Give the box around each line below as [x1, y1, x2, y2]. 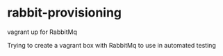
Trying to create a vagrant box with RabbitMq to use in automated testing [7, 41, 217, 49]
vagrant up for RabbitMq [7, 28, 78, 36]
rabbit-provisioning [7, 5, 122, 21]
